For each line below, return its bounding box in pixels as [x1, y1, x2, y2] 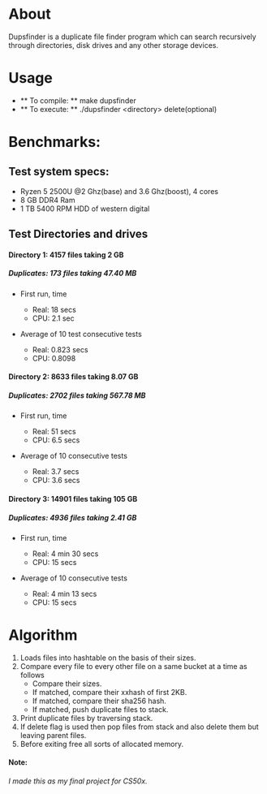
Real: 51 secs [32, 427, 76, 437]
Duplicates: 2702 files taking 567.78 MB [8, 391, 146, 400]
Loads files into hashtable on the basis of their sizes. [19, 653, 196, 662]
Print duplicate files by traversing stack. [19, 713, 153, 723]
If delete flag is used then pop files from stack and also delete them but [19, 722, 260, 731]
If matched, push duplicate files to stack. [32, 704, 169, 714]
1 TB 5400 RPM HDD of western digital [19, 204, 150, 214]
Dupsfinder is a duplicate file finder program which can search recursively [8, 32, 257, 41]
